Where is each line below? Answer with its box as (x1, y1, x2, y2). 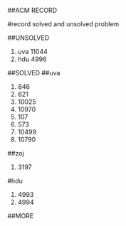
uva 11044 (17, 48, 48, 55)
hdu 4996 (17, 55, 47, 63)
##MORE (7, 212, 34, 220)
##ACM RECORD (7, 6, 58, 14)
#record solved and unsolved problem (7, 20, 120, 28)
